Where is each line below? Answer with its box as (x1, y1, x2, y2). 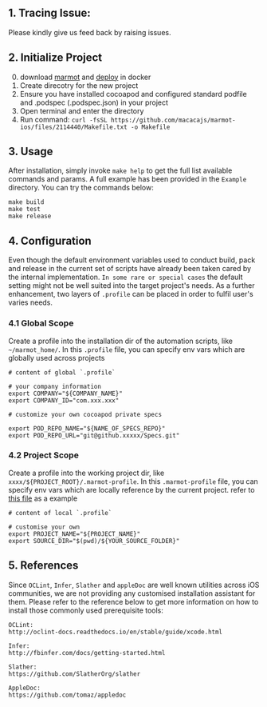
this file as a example (8, 493, 78, 503)
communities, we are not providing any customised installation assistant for (8, 588, 256, 598)
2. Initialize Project (8, 51, 103, 65)
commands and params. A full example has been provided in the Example (8, 174, 247, 184)
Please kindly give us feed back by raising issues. (8, 27, 171, 37)
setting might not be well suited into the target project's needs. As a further (8, 281, 255, 290)
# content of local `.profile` (8, 509, 112, 517)
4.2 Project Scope (8, 449, 80, 461)
